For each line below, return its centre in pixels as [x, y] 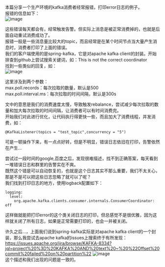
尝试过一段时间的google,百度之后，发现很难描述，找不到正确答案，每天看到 [82, 158]
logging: [14, 192]
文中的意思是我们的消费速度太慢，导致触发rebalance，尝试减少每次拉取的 [80, 104]
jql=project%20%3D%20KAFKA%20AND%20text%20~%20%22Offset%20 [82, 248]
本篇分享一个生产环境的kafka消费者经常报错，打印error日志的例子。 [74, 7]
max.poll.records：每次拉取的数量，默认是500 [52, 88]
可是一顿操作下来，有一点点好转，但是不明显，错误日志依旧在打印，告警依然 [82, 142]
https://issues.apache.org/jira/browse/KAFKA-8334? [58, 243]
